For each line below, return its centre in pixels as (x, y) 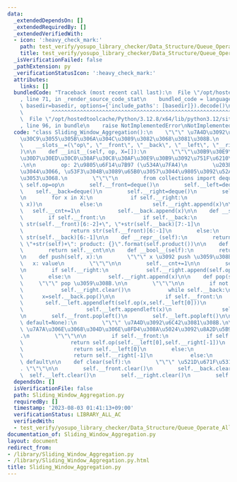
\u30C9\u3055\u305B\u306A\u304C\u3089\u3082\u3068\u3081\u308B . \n (120, 139)
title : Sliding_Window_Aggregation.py (64, 467)
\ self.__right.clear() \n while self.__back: (123, 290)
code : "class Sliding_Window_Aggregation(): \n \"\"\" (99, 132)
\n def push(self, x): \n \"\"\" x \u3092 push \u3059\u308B (126, 257)
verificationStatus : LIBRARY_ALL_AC (67, 415)
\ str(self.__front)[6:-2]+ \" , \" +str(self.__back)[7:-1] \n (110, 224)
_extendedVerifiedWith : (48, 34)
